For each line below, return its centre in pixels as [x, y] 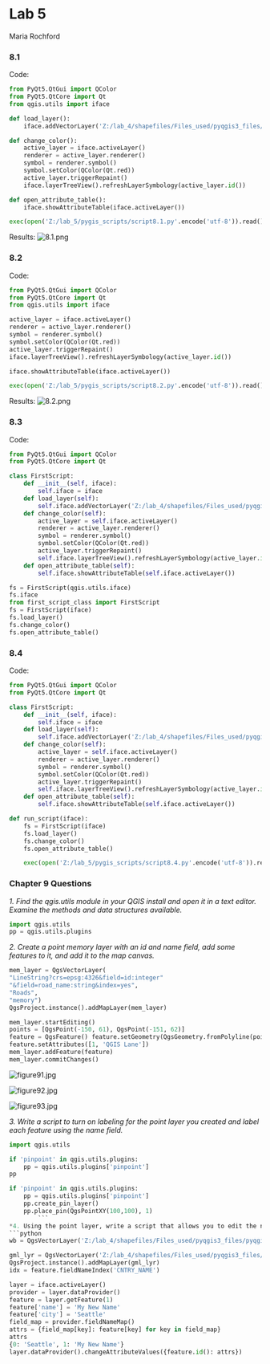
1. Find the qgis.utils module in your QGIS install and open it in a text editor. [133, 901]
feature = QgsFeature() [49, 1037]
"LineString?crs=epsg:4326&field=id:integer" [86, 978]
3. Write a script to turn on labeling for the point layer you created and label [134, 1122]
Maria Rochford [35, 36]
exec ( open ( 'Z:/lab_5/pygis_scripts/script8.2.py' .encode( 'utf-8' [120, 386]
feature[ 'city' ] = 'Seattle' [58, 1315]
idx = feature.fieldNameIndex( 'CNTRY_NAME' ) [85, 1270]
